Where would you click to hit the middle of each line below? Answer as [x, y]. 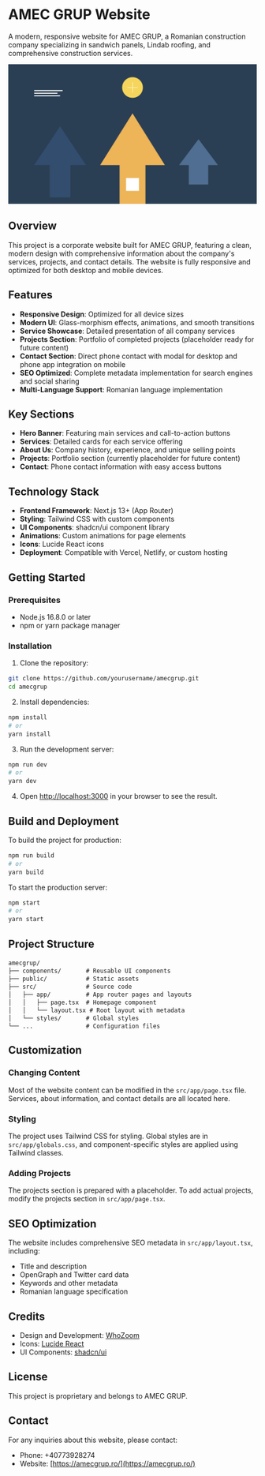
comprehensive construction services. [71, 53]
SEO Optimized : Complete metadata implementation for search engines [136, 373]
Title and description [53, 1266]
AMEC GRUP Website [79, 15]
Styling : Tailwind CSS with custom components [97, 519]
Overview [33, 226]
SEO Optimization [52, 1224]
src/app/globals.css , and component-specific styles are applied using [123, 1144]
